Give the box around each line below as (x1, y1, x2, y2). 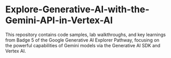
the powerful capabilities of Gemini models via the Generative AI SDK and (5, 42, 160, 48)
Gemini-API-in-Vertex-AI (5, 14, 113, 26)
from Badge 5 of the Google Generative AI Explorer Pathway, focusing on (5, 37, 160, 43)
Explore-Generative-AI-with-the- (5, 4, 149, 15)
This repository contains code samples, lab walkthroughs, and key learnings (5, 31, 166, 37)
